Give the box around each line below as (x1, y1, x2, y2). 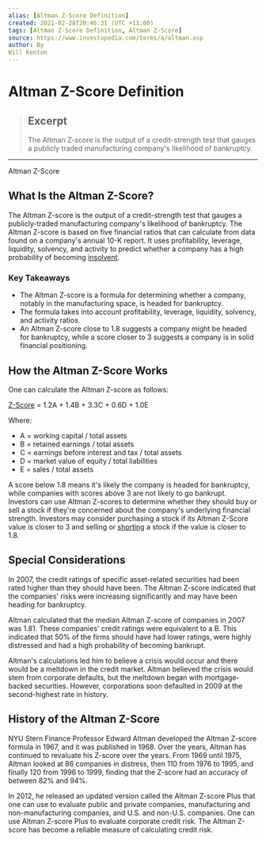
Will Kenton (8, 48, 47, 56)
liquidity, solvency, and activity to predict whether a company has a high (8, 243, 244, 254)
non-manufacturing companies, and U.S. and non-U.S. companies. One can (8, 808, 256, 817)
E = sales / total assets (19, 465, 93, 474)
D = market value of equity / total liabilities (19, 456, 158, 465)
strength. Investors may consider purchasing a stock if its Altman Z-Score (8, 513, 249, 523)
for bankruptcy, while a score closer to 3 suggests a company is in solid (19, 332, 254, 342)
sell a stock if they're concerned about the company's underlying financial (8, 505, 251, 515)
